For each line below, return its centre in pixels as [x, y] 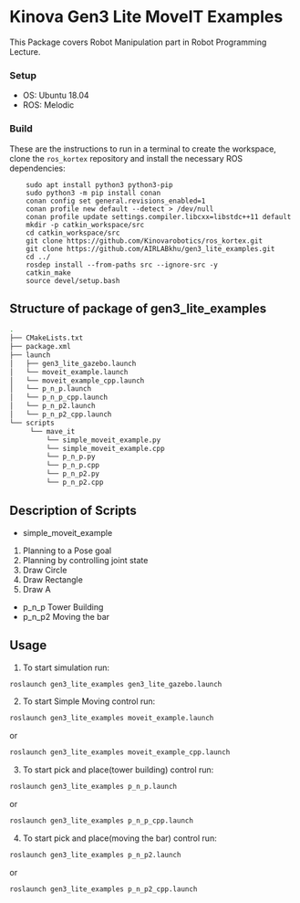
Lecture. [25, 51]
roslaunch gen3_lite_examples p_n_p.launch [93, 787]
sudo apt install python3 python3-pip [99, 184]
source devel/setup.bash [73, 280]
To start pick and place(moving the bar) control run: [119, 838]
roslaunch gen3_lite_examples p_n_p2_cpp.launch [103, 889]
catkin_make [48, 273]
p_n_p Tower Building [63, 607]
